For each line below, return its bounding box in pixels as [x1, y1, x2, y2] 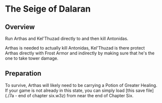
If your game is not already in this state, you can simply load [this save [5, 87, 145, 93]
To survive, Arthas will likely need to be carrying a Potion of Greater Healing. [5, 82, 158, 88]
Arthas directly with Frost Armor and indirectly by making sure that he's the [5, 50, 155, 56]
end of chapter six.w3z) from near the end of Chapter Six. [18, 92, 134, 98]
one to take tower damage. [5, 55, 59, 61]
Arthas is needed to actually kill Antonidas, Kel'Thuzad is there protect [5, 45, 145, 51]
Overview [5, 23, 35, 31]
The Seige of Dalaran [5, 3, 91, 15]
